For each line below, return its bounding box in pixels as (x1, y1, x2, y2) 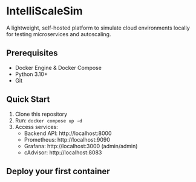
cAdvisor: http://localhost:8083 (24, 149, 102, 156)
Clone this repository (15, 110, 68, 118)
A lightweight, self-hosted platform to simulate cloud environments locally (6, 24, 191, 31)
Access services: (15, 123, 59, 130)
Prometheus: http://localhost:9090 (24, 136, 111, 143)
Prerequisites (6, 48, 58, 58)
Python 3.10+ (15, 71, 48, 78)
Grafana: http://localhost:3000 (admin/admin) (24, 142, 138, 149)
